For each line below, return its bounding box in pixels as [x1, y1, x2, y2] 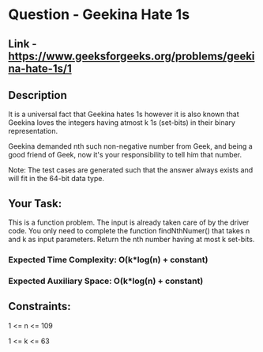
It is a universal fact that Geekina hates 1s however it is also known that [8, 109, 239, 119]
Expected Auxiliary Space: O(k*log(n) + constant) [8, 275, 204, 286]
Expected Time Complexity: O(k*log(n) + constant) [8, 255, 209, 266]
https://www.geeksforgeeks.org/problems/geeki [8, 49, 255, 62]
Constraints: [8, 300, 71, 313]
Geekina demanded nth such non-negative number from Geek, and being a [8, 142, 253, 151]
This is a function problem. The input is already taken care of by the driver [8, 218, 250, 227]
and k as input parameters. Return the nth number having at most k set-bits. [8, 235, 255, 244]
